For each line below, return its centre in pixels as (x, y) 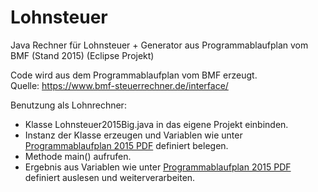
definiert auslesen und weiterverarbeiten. (110, 177)
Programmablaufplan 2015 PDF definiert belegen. (126, 145)
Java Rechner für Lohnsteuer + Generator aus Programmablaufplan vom (159, 45)
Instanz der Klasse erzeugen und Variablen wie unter (133, 135)
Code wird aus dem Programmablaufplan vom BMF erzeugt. (134, 75)
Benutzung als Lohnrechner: (68, 105)
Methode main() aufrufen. (78, 156)
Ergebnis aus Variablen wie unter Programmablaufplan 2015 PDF (158, 167)
